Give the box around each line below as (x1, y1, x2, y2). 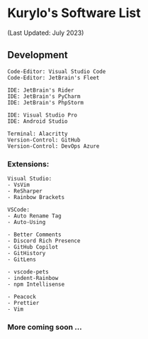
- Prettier (7, 300, 40, 307)
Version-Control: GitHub (7, 136, 81, 144)
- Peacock (7, 294, 37, 301)
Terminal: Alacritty (7, 130, 69, 137)
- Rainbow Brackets (7, 194, 65, 201)
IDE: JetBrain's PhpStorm (7, 99, 84, 106)
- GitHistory (7, 250, 46, 257)
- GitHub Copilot (7, 244, 59, 251)
